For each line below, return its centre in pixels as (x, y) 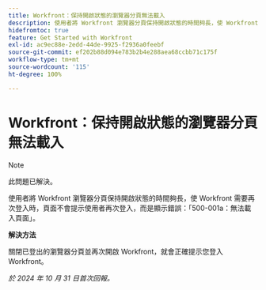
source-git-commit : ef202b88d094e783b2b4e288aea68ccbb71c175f (113, 52)
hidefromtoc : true (38, 30)
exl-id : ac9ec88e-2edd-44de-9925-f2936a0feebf (86, 45)
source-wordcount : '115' (49, 67)
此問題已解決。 (32, 181)
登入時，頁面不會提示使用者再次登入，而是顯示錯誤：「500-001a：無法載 (133, 208)
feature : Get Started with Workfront (70, 38)
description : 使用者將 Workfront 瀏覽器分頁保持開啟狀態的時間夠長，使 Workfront (133, 23)
